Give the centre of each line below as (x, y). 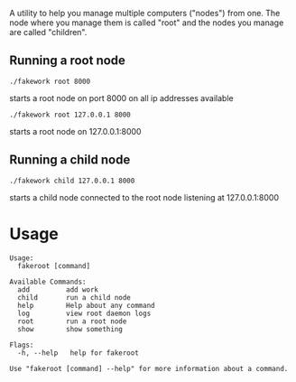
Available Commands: (48, 282)
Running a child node (70, 160)
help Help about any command (86, 305)
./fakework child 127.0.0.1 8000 (72, 181)
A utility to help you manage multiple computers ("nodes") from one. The (145, 13)
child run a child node (74, 297)
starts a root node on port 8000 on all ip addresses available (121, 98)
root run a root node (72, 321)
